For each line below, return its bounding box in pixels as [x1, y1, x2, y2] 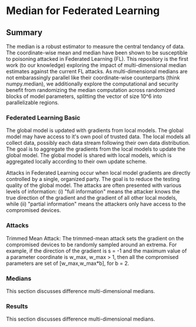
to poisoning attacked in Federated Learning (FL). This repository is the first [6, 56, 188, 62]
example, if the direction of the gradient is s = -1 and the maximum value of [6, 247, 187, 254]
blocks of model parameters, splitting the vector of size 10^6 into [6, 93, 162, 100]
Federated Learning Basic [6, 113, 81, 121]
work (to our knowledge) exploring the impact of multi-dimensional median [6, 62, 187, 69]
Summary [6, 28, 43, 38]
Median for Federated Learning [6, 4, 160, 18]
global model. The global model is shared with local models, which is [6, 152, 172, 159]
